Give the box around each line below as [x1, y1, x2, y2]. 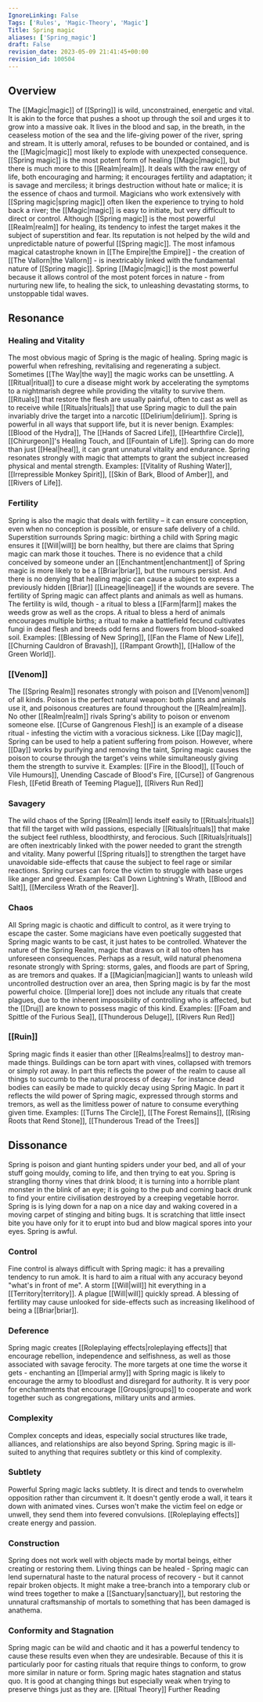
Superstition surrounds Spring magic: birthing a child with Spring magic [8, 532, 239, 542]
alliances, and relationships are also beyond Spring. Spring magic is [8, 1439, 226, 1448]
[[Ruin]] [8, 1031, 38, 1042]
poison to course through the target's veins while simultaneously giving [8, 753, 239, 763]
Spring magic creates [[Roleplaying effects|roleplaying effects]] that [8, 1343, 227, 1352]
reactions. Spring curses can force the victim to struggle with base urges [8, 866, 243, 876]
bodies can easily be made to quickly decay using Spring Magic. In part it [8, 1082, 245, 1092]
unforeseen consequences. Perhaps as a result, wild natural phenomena [8, 953, 242, 963]
